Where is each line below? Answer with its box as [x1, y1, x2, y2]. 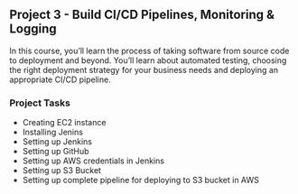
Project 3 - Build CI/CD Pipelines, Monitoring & [9, 7, 275, 23]
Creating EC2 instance [22, 117, 107, 128]
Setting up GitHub [22, 146, 89, 157]
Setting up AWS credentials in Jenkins [22, 155, 165, 166]
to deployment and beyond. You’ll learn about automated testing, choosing [9, 54, 287, 66]
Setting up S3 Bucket [22, 165, 102, 176]
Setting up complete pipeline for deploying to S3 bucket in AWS [22, 175, 259, 186]
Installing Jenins [22, 126, 84, 138]
